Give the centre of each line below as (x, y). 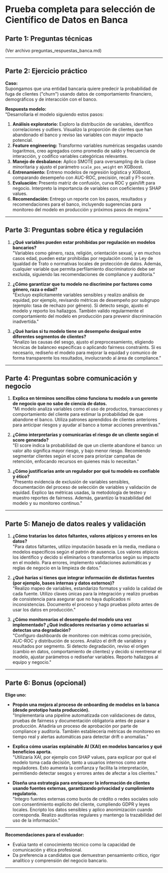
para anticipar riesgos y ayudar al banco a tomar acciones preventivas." (86, 425)
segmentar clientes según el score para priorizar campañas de (77, 456)
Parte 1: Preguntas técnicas (49, 38)
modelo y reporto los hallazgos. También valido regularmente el (78, 311)
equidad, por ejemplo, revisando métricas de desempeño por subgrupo (86, 300)
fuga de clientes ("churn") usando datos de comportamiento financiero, (79, 94)
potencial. (23, 140)
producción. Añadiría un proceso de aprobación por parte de (75, 726)
